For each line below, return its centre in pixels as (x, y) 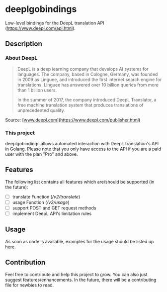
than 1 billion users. (37, 90)
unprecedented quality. (41, 110)
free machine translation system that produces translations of (80, 105)
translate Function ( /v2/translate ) (46, 196)
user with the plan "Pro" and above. (42, 154)
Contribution (25, 262)
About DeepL (21, 58)
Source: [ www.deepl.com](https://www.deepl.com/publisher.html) (73, 120)
